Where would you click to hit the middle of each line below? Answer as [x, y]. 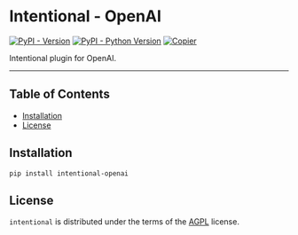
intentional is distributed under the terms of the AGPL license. [124, 222]
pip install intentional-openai [69, 173]
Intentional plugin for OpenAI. [63, 58]
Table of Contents [60, 94]
